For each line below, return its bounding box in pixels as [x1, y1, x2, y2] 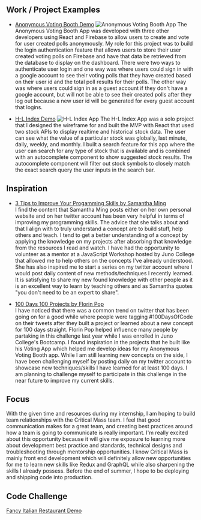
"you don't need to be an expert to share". [14, 288, 119, 296]
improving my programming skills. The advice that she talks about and [14, 218, 189, 226]
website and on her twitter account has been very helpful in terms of [14, 212, 185, 220]
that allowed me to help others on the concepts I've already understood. [14, 257, 194, 264]
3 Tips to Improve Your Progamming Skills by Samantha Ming [14, 199, 166, 206]
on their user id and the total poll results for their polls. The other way [14, 78, 187, 85]
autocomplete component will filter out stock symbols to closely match [14, 160, 190, 167]
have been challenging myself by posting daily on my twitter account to [14, 357, 192, 365]
